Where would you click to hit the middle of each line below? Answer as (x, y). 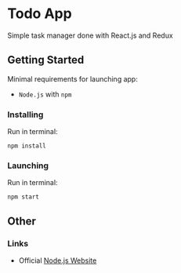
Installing (25, 115)
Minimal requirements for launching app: (72, 78)
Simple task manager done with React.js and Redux (90, 35)
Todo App (40, 14)
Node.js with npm (45, 94)
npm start (24, 197)
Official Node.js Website (58, 260)
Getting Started (46, 60)
